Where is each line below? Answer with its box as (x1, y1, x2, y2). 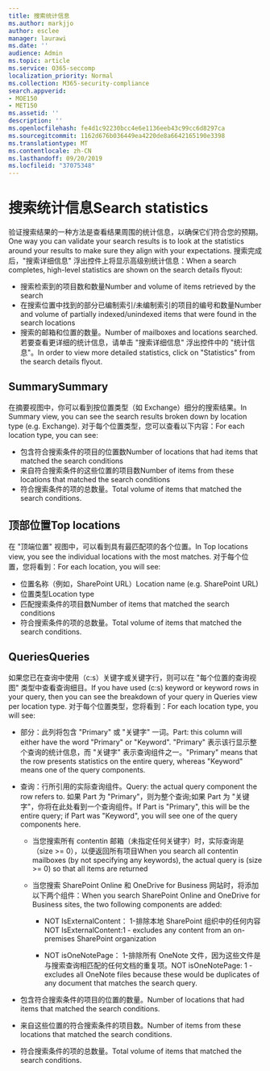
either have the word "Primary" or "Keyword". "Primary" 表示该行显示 (19, 737, 251, 747)
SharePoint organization (76, 933, 157, 944)
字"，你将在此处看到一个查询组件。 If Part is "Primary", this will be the (19, 802, 250, 811)
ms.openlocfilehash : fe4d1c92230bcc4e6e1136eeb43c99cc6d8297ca (8, 124, 226, 132)
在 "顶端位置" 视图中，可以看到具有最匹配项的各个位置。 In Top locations (8, 541, 248, 551)
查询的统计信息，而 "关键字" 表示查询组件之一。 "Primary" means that (27, 747, 258, 756)
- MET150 (8, 102, 38, 110)
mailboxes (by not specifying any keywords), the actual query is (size (31, 855, 263, 865)
